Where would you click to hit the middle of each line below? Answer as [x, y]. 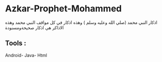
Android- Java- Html [26, 55]
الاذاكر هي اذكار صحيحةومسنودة [34, 27]
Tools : [16, 43]
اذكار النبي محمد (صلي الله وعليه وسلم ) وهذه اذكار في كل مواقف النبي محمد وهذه [81, 22]
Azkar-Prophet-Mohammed [63, 9]
